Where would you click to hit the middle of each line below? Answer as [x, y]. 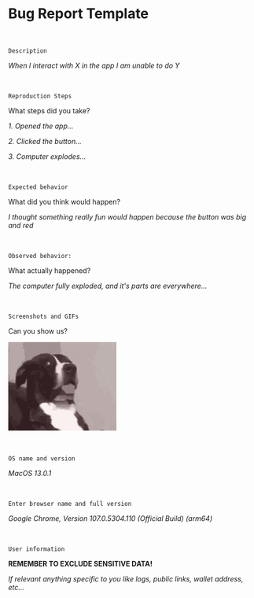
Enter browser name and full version [70, 504]
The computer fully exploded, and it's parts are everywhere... [108, 286]
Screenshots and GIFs [44, 316]
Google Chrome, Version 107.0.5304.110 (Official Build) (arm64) [110, 518]
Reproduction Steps [40, 96]
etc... [17, 587]
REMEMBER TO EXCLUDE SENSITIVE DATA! [81, 563]
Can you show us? [38, 330]
